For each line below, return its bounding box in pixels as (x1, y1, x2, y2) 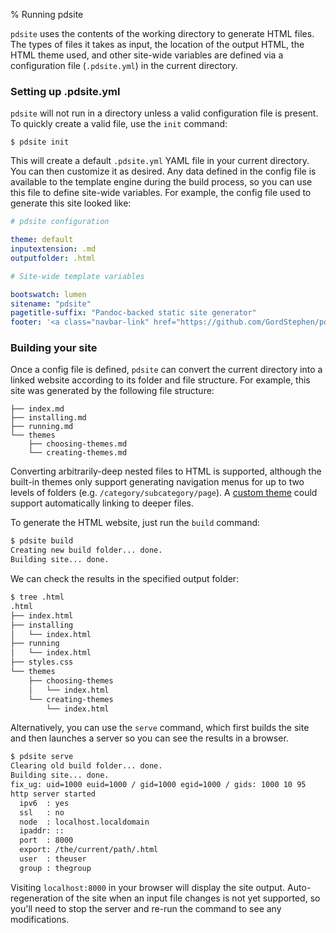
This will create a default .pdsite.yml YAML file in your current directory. (10, 155, 310, 167)
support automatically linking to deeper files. (10, 497, 195, 509)
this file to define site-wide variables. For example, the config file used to (10, 187, 312, 199)
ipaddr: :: (19, 826, 65, 836)
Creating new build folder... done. (10, 545, 163, 556)
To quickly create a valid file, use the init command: (10, 118, 228, 130)
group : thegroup (19, 863, 92, 873)
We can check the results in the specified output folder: (10, 573, 240, 585)
